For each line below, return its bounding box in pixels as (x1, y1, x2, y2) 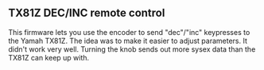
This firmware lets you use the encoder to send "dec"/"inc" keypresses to (8, 27, 250, 37)
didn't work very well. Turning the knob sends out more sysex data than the (8, 44, 256, 54)
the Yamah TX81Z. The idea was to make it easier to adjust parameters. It (8, 36, 248, 45)
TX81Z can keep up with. (8, 52, 90, 62)
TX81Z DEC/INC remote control (8, 6, 165, 20)
